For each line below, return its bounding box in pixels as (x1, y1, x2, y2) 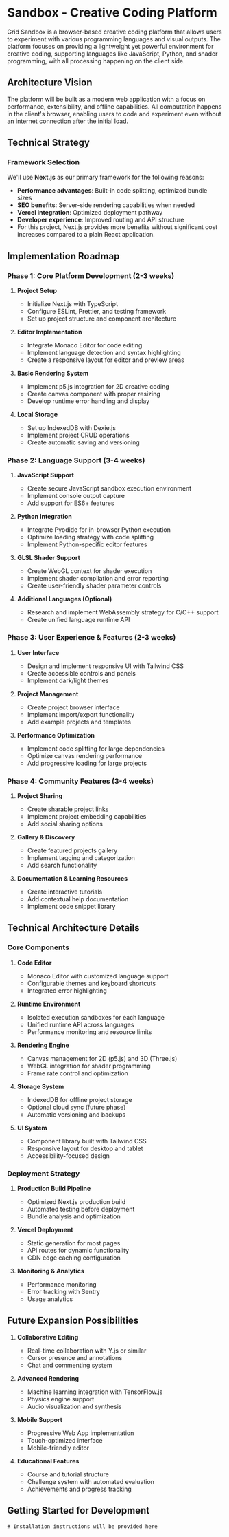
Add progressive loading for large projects (27, 759, 147, 767)
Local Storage (16, 411, 58, 419)
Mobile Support (16, 1415, 63, 1423)
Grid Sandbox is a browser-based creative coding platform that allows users (7, 28, 222, 36)
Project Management (16, 689, 79, 698)
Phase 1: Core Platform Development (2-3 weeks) (7, 270, 175, 280)
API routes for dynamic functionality (27, 1247, 129, 1254)
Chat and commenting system (27, 1361, 112, 1369)
